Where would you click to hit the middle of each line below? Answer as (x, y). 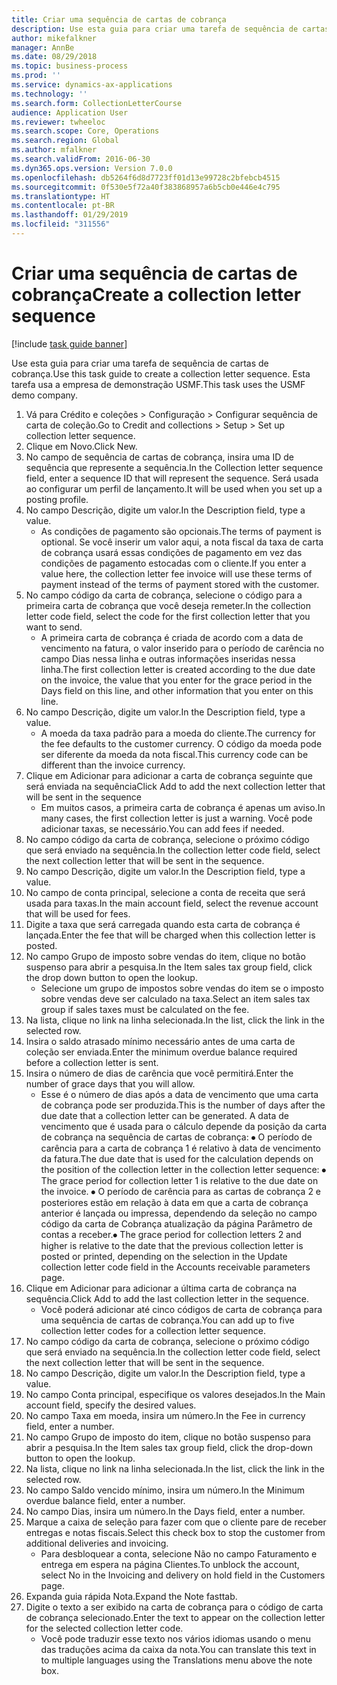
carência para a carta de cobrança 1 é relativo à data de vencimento (180, 1148)
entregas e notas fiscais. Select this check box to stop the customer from (175, 1532)
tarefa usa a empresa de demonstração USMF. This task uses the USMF (158, 384)
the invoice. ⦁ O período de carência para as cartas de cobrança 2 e (181, 1191)
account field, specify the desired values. (111, 1405)
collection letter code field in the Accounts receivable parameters (175, 1267)
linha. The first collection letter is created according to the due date (178, 669)
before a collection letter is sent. (92, 1062)
